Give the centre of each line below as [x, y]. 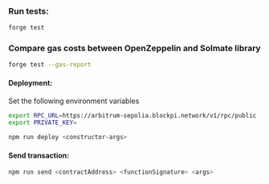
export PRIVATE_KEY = [43, 123]
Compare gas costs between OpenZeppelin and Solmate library [134, 48]
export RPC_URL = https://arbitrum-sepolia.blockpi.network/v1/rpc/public [132, 115]
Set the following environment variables [74, 101]
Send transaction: [39, 155]
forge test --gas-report [50, 65]
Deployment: [31, 82]
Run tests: [29, 11]
